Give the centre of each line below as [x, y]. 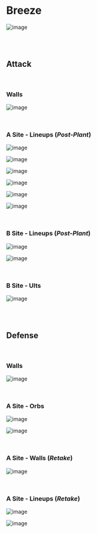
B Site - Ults [24, 285]
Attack [19, 64]
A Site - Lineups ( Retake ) [43, 499]
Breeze [24, 11]
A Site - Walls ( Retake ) [40, 458]
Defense [22, 336]
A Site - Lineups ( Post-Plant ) [49, 134]
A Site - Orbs [25, 406]
